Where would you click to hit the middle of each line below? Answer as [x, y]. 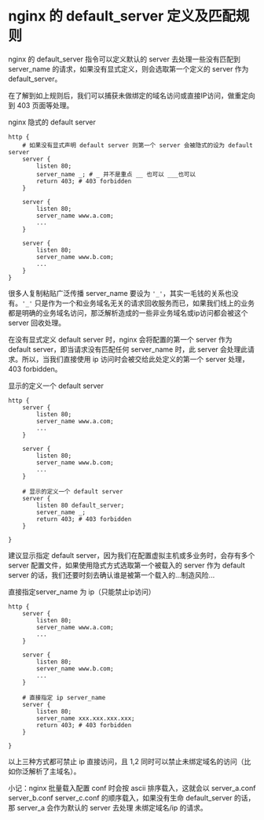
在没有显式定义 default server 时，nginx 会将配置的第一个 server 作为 [120, 339]
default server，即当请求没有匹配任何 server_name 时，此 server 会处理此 [128, 349]
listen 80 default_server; [81, 505]
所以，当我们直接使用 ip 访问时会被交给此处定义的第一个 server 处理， [135, 359]
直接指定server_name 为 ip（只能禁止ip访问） [82, 592]
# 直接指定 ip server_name [64, 697]
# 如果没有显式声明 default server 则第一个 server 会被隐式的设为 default [137, 145]
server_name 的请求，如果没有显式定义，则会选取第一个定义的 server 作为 [128, 68]
